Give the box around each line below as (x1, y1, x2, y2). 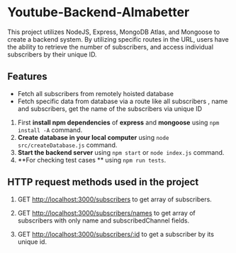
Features (7, 71, 47, 83)
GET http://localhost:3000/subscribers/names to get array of (17, 208, 196, 217)
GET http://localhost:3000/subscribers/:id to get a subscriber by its (17, 230, 215, 238)
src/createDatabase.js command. (17, 141, 118, 149)
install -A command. (17, 125, 83, 134)
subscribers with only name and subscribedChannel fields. (17, 216, 190, 225)
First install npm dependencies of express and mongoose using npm (17, 118, 220, 126)
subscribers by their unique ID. (7, 50, 97, 59)
